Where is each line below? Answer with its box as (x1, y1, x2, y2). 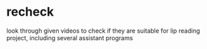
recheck (6, 4, 54, 20)
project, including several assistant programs (6, 33, 133, 42)
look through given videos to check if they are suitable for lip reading (6, 27, 201, 35)
